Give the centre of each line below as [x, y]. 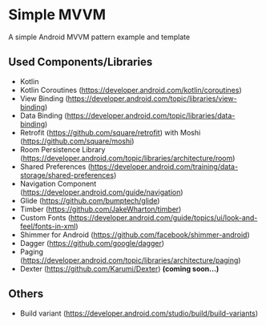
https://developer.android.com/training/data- [164, 167]
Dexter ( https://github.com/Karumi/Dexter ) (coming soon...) [119, 268]
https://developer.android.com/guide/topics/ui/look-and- [164, 217]
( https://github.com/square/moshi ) [77, 141]
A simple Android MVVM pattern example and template [99, 37]
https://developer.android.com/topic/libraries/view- [153, 99]
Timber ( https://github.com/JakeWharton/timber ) [101, 209]
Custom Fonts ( [45, 217]
